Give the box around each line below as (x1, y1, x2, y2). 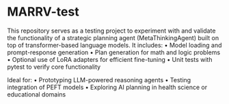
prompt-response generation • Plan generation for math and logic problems (7, 48, 221, 56)
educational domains (7, 90, 66, 99)
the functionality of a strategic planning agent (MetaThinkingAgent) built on (7, 33, 219, 41)
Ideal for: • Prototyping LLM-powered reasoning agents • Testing (7, 75, 191, 84)
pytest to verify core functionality (7, 63, 101, 71)
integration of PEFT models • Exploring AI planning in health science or (7, 83, 207, 91)
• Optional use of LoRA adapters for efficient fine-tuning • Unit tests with (7, 55, 213, 63)
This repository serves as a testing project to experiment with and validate (7, 27, 216, 35)
